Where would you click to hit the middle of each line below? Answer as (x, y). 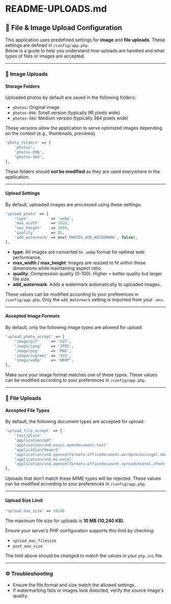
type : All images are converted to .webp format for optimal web (79, 252)
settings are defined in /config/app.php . (47, 45)
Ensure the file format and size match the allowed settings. (74, 585)
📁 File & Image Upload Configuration (64, 28)
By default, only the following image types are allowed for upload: (74, 327)
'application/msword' (37, 450)
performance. (27, 257)
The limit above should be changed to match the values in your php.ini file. (84, 556)
